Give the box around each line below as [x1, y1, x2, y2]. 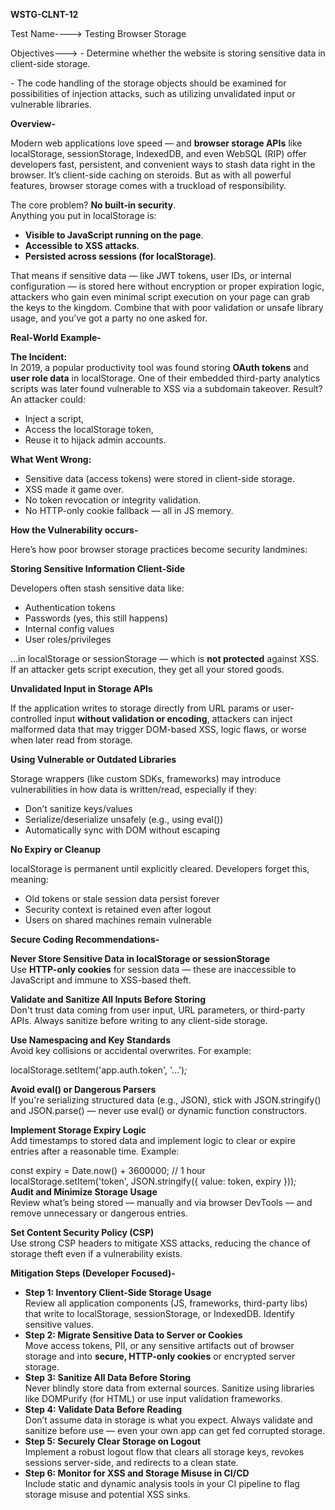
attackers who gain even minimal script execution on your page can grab [10, 291, 311, 303]
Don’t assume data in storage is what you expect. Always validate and [24, 1414, 313, 1426]
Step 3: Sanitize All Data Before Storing [24, 1372, 192, 1383]
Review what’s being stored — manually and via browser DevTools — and [10, 1197, 313, 1208]
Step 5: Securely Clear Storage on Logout [24, 1435, 202, 1447]
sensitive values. [24, 1319, 94, 1330]
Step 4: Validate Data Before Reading [24, 1404, 182, 1415]
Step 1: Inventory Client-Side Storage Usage [24, 1287, 212, 1298]
